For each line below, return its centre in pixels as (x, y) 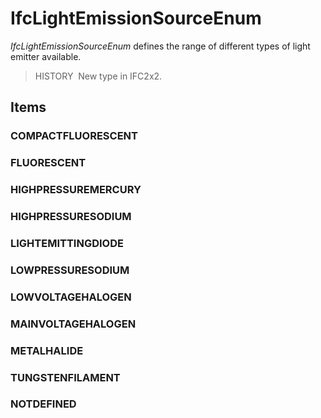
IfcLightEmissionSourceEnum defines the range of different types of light (160, 46)
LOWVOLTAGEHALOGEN (71, 297)
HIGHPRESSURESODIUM (71, 217)
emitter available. (46, 56)
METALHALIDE (47, 350)
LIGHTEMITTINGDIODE (67, 243)
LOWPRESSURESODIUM (70, 270)
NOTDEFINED (43, 404)
